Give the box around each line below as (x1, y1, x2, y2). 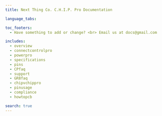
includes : (5, 39, 26, 44)
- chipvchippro (9, 81, 41, 86)
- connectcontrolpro (9, 48, 52, 53)
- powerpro (9, 53, 32, 58)
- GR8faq (9, 76, 28, 81)
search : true (5, 103, 32, 109)
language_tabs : (5, 16, 37, 21)
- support (9, 71, 30, 76)
